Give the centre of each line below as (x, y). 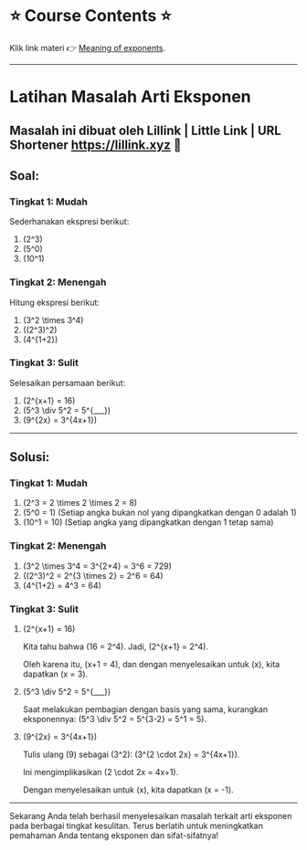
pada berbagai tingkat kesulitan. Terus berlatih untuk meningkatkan (136, 826)
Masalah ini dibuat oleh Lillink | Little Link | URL (145, 130)
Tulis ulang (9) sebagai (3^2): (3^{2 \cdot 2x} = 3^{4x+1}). (131, 755)
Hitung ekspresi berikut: (55, 302)
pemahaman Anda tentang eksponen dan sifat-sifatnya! (114, 835)
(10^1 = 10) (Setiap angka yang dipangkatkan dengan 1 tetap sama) (148, 522)
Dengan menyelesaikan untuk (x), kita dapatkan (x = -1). (128, 790)
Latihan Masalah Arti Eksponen (130, 97)
